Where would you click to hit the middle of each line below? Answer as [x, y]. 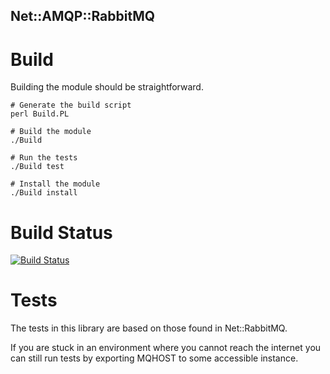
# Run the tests [44, 158]
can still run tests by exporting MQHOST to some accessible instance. [154, 358]
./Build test [37, 167]
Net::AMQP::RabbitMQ [83, 16]
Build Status [61, 232]
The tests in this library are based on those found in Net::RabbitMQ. [149, 328]
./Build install [44, 193]
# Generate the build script [71, 105]
